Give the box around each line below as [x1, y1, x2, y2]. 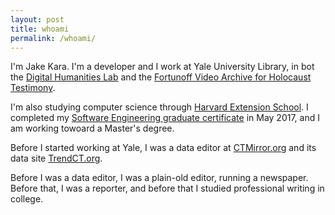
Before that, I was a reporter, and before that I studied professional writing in [10, 182, 325, 195]
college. [10, 193, 44, 205]
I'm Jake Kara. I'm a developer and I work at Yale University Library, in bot [10, 61, 315, 73]
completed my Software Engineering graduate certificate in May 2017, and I [10, 112, 320, 124]
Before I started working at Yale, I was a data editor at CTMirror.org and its [10, 142, 317, 154]
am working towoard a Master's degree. [10, 122, 175, 135]
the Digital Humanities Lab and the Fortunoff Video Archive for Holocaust [10, 71, 312, 83]
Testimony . [10, 82, 56, 94]
